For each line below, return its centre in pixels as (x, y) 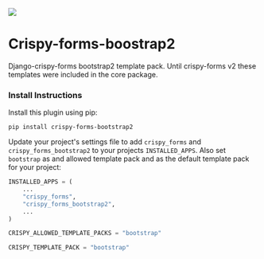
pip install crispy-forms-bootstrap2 (71, 128)
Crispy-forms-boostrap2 (92, 44)
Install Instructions (45, 95)
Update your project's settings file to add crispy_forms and (105, 142)
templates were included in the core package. (83, 74)
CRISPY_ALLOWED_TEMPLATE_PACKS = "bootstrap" (85, 233)
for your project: (35, 167)
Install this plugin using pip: (53, 112)
